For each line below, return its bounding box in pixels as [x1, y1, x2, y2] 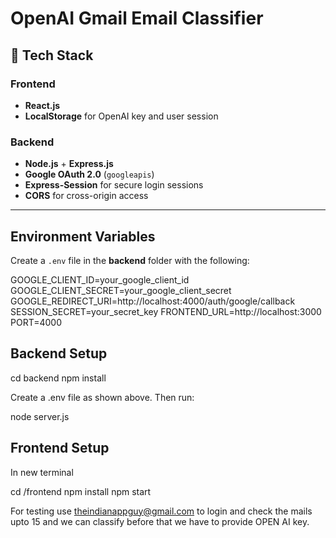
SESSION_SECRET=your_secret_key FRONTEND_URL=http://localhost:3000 [10, 305, 322, 317]
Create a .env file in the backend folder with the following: [10, 254, 250, 266]
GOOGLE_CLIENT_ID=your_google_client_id [10, 273, 190, 286]
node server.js [10, 410, 70, 422]
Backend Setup [10, 345, 108, 362]
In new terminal [10, 466, 74, 478]
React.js [24, 99, 61, 111]
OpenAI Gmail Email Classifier [10, 7, 264, 30]
